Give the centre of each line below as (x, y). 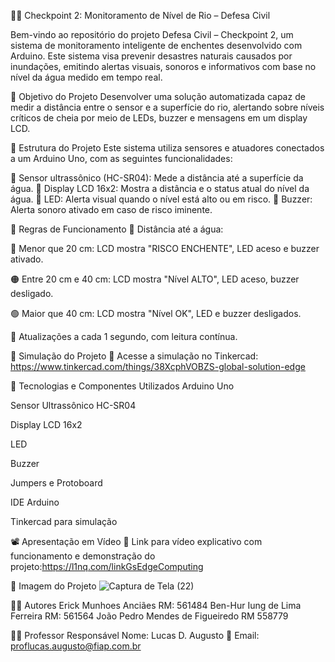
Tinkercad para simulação (64, 521)
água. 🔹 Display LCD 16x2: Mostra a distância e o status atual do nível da (160, 188)
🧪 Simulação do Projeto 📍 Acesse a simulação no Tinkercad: (134, 356)
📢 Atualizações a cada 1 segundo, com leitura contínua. (124, 336)
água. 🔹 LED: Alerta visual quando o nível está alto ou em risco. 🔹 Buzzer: (161, 199)
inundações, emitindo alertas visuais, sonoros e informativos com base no (163, 66)
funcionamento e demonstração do (83, 556)
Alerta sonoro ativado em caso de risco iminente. (111, 209)
